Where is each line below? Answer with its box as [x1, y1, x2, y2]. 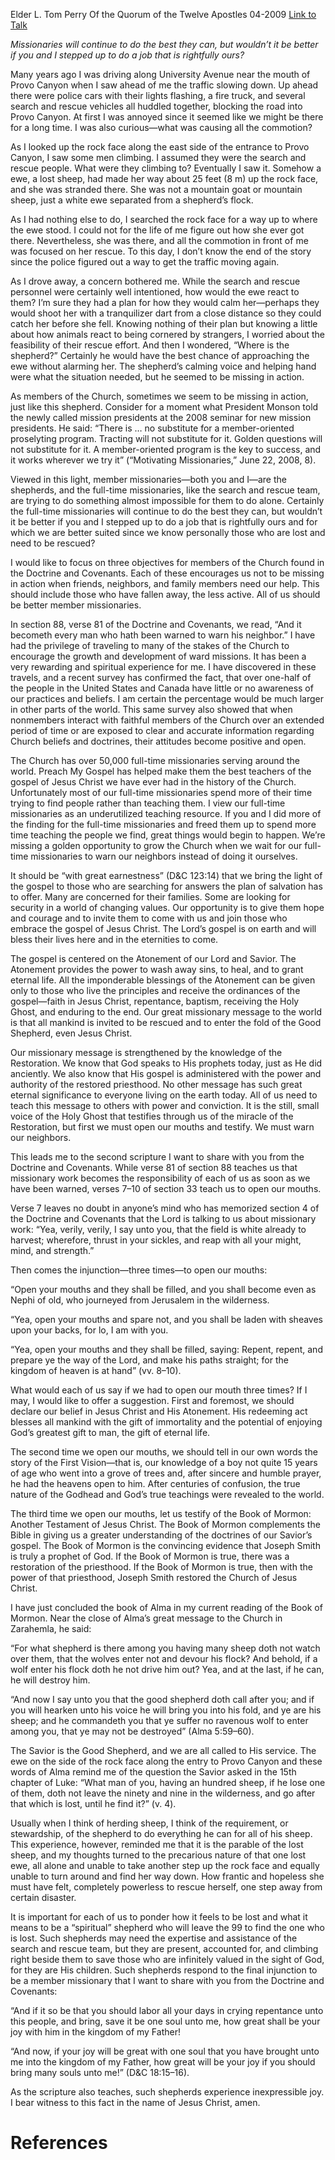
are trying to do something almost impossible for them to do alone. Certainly [10, 495, 325, 506]
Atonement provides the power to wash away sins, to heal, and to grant [10, 964, 304, 975]
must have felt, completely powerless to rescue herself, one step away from [10, 1881, 323, 1893]
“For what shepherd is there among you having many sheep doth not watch [10, 1642, 321, 1654]
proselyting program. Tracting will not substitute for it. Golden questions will [10, 433, 323, 444]
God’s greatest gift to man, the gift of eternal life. [10, 1427, 211, 1438]
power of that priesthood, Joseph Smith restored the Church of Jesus [10, 1572, 298, 1583]
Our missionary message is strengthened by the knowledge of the [10, 1047, 283, 1058]
